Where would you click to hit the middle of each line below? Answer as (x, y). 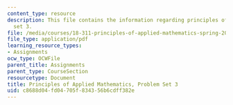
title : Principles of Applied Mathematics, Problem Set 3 (93, 84)
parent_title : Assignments (46, 65)
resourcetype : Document (42, 78)
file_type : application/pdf (48, 39)
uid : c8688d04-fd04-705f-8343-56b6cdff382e (71, 90)
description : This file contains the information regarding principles (113, 20)
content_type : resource (42, 13)
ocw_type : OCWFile (34, 59)
